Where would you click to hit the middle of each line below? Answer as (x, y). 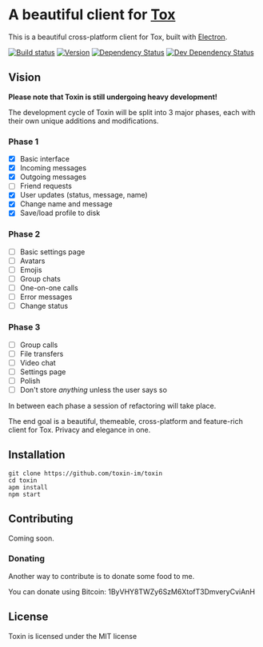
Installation (37, 455)
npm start (25, 494)
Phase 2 (24, 234)
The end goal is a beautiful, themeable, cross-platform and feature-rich (126, 421)
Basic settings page (52, 252)
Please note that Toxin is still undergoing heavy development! (113, 97)
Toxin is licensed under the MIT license (73, 636)
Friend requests (46, 186)
